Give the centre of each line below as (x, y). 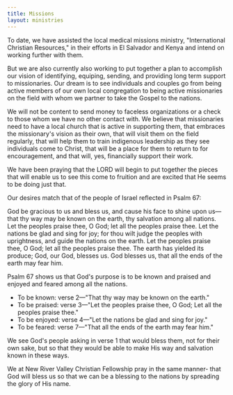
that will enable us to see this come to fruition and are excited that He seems (117, 177)
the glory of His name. (39, 383)
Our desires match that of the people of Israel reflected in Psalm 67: (104, 197)
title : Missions (31, 14)
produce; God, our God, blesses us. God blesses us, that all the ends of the (115, 256)
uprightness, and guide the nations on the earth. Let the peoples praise (109, 240)
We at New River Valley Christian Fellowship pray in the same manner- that (114, 369)
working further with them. (46, 55)
